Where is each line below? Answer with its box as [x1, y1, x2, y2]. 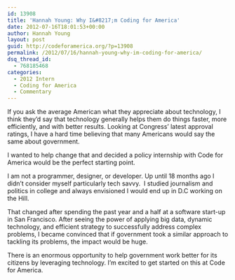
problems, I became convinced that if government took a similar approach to [7, 230, 229, 239]
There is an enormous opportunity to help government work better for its [7, 251, 217, 260]
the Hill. [7, 194, 29, 203]
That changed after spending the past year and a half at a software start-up [7, 208, 226, 216]
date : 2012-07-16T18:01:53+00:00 [7, 23, 105, 30]
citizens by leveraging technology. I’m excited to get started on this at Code [7, 258, 226, 267]
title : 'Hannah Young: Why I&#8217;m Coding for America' [7, 17, 180, 24]
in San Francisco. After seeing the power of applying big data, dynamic [7, 215, 213, 224]
